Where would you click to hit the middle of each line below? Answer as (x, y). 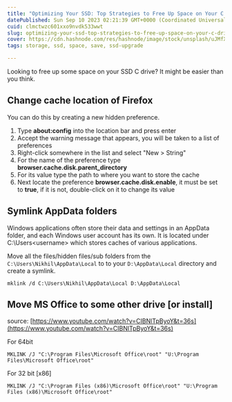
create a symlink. (31, 271)
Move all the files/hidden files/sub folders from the (79, 256)
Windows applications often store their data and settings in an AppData (108, 228)
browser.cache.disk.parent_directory (72, 167)
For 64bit (20, 342)
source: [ (20, 321)
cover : (17, 39)
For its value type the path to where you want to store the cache (108, 174)
